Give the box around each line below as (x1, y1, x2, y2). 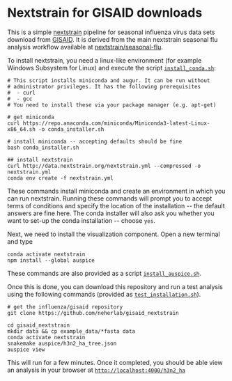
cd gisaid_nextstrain (7, 322, 70, 329)
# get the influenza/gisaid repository (7, 303, 123, 311)
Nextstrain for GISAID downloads (7, 5, 203, 21)
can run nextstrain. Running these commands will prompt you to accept (7, 194, 212, 203)
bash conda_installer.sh (7, 144, 79, 151)
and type (7, 237, 33, 245)
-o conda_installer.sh (38, 125, 105, 133)
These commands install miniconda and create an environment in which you (7, 187, 226, 195)
